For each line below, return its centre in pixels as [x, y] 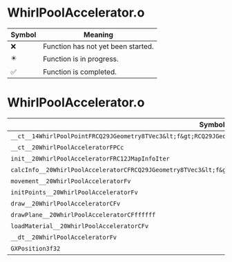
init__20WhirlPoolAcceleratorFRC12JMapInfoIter [90, 158]
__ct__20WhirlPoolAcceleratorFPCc [67, 147]
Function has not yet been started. [98, 46]
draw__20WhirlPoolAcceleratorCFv [66, 203]
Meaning [99, 35]
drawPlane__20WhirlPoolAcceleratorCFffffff [83, 215]
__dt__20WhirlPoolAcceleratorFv [64, 237]
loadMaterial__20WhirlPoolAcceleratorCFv [80, 226]
